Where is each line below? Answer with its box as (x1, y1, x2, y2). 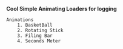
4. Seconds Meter (17, 38, 61, 44)
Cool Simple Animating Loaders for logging (6, 5, 117, 12)
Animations (6, 17, 34, 23)
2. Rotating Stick (17, 27, 64, 33)
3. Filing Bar (17, 33, 53, 39)
